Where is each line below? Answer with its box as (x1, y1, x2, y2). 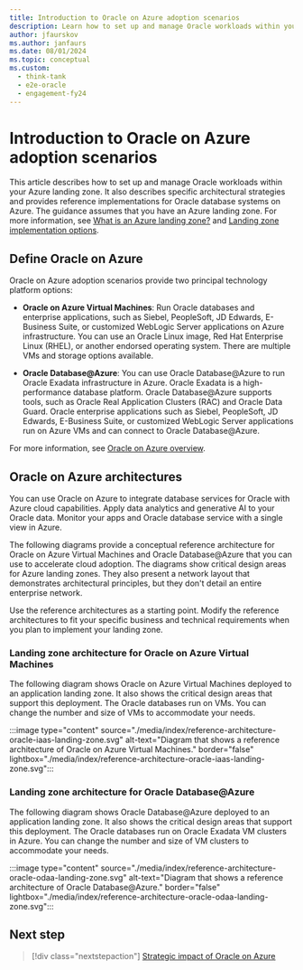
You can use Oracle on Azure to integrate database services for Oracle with (9, 494, 290, 504)
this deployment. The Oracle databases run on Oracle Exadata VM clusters (9, 825, 287, 836)
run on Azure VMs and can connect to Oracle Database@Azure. (22, 426, 260, 437)
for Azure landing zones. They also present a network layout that (9, 569, 251, 579)
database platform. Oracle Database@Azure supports (73, 387, 272, 398)
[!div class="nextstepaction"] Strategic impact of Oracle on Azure (31, 951, 277, 962)
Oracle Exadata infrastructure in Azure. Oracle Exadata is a (22, 377, 242, 389)
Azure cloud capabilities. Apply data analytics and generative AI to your (9, 503, 275, 513)
